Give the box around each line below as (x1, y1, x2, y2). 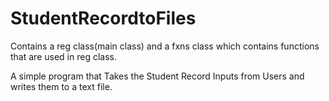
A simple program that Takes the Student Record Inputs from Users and (10, 70, 305, 82)
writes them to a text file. (10, 80, 113, 92)
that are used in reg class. (10, 50, 117, 62)
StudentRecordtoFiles (10, 7, 197, 30)
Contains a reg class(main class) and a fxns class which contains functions (10, 40, 320, 52)
